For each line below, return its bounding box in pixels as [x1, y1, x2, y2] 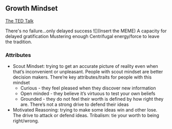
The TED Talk [5, 17, 34, 24]
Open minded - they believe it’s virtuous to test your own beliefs [20, 90, 156, 97]
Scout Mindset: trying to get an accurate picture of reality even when [12, 63, 159, 69]
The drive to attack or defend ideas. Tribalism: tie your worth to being [12, 113, 160, 119]
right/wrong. [12, 118, 39, 124]
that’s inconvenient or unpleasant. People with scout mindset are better [12, 69, 163, 75]
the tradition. [5, 39, 32, 45]
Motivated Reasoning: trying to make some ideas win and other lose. [12, 107, 158, 113]
